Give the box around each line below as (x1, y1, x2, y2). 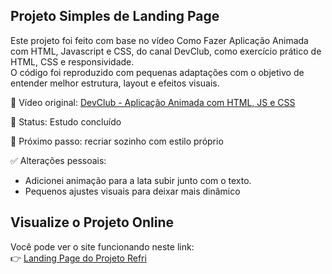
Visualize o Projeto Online (10, 214, 175, 231)
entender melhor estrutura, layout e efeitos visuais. (10, 77, 220, 89)
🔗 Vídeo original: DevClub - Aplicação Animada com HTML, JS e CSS (10, 96, 296, 108)
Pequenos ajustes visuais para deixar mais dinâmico (24, 185, 241, 197)
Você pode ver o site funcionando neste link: (10, 240, 195, 253)
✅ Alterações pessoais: (10, 154, 107, 166)
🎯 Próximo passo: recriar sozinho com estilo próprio (10, 135, 224, 147)
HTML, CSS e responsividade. (10, 55, 135, 68)
